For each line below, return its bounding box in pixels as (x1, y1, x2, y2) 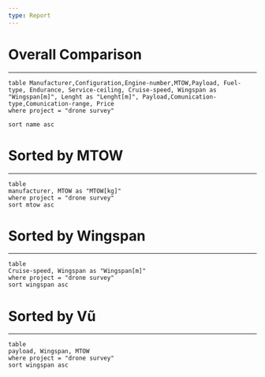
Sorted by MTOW (8, 147, 124, 164)
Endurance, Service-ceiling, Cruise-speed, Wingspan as (28, 86, 217, 94)
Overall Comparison (8, 45, 142, 63)
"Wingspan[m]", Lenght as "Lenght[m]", (8, 92, 140, 101)
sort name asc (8, 120, 55, 129)
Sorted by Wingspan (8, 226, 146, 244)
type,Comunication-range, (8, 99, 93, 107)
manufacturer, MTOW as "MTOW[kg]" (8, 187, 122, 195)
